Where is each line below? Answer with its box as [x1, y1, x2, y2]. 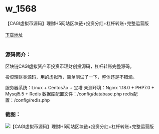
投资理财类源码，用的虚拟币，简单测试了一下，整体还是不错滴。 [5, 74, 137, 80]
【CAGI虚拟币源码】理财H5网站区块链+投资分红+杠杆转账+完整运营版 [5, 20, 149, 26]
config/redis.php [16, 97, 50, 103]
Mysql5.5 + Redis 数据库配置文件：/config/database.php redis [5, 91, 134, 97]
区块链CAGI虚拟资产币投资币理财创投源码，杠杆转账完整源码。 [5, 63, 134, 69]
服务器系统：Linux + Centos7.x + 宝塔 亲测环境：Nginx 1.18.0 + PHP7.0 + [5, 85, 154, 91]
